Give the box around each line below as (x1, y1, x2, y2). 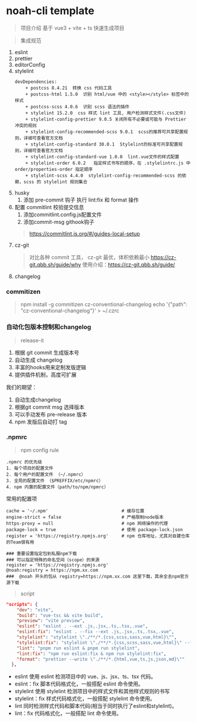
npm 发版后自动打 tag (14, 418, 67, 425)
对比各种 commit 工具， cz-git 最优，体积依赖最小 (29, 253, 150, 260)
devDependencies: (14, 78, 57, 85)
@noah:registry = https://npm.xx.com (6, 567, 98, 573)
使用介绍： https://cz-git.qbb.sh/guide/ (82, 261, 175, 268)
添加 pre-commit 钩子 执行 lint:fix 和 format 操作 (23, 196, 139, 203)
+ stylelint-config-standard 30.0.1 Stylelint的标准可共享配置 (25, 141, 179, 147)
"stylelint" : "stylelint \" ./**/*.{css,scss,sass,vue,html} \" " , (16, 634, 177, 640)
